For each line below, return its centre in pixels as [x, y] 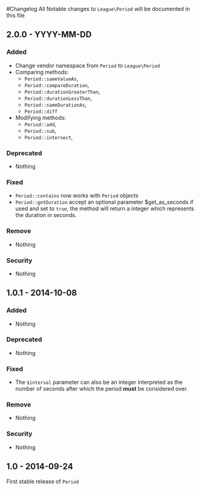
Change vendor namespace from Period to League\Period [87, 65]
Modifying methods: [40, 117]
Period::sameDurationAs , [55, 104]
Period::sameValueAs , [51, 78]
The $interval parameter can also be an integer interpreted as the [99, 382]
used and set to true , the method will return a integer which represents [105, 209]
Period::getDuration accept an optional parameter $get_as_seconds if [104, 202]
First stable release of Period [43, 481]
